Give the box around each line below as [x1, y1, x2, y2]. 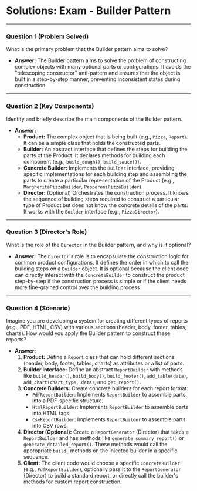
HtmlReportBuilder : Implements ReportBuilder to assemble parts [32, 404, 189, 411]
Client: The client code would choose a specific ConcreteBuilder [23, 459, 181, 467]
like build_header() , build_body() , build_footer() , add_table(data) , [23, 373, 188, 380]
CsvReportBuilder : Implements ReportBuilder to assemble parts [32, 416, 186, 423]
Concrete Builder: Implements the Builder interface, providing [23, 164, 175, 171]
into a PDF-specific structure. [32, 397, 104, 404]
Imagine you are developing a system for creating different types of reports [6, 317, 188, 324]
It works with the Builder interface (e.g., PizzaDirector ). [23, 208, 159, 215]
